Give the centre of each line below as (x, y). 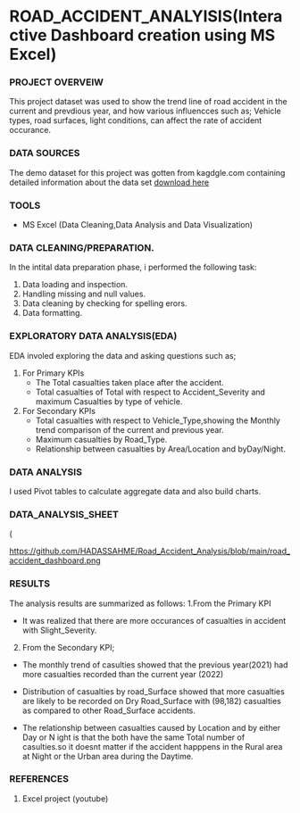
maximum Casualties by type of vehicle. (109, 401)
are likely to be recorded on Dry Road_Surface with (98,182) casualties (151, 701)
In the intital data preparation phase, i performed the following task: (133, 267)
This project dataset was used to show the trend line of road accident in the (148, 102)
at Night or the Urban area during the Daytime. (108, 756)
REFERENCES (39, 779)
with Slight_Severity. (59, 630)
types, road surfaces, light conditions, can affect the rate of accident (136, 120)
